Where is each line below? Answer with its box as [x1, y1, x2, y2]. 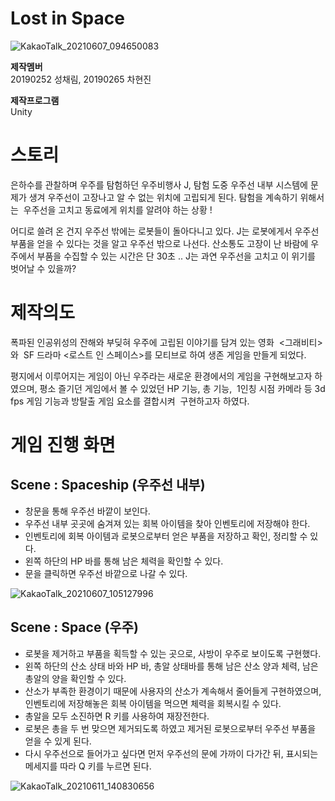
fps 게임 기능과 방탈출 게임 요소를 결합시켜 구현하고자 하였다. [10, 395, 250, 407]
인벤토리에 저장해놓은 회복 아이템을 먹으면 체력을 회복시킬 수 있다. [24, 697, 282, 709]
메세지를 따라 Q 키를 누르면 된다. [24, 760, 152, 772]
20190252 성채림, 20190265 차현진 [10, 73, 152, 85]
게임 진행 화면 [10, 434, 116, 456]
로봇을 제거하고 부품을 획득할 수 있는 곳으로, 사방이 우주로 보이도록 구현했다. [24, 647, 322, 659]
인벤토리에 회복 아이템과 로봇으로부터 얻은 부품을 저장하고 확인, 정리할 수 [24, 530, 308, 542]
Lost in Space [10, 7, 125, 30]
